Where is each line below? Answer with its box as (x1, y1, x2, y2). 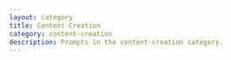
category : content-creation (9, 29, 113, 38)
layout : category (9, 12, 73, 22)
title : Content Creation (9, 21, 101, 30)
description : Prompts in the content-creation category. (9, 37, 224, 47)
